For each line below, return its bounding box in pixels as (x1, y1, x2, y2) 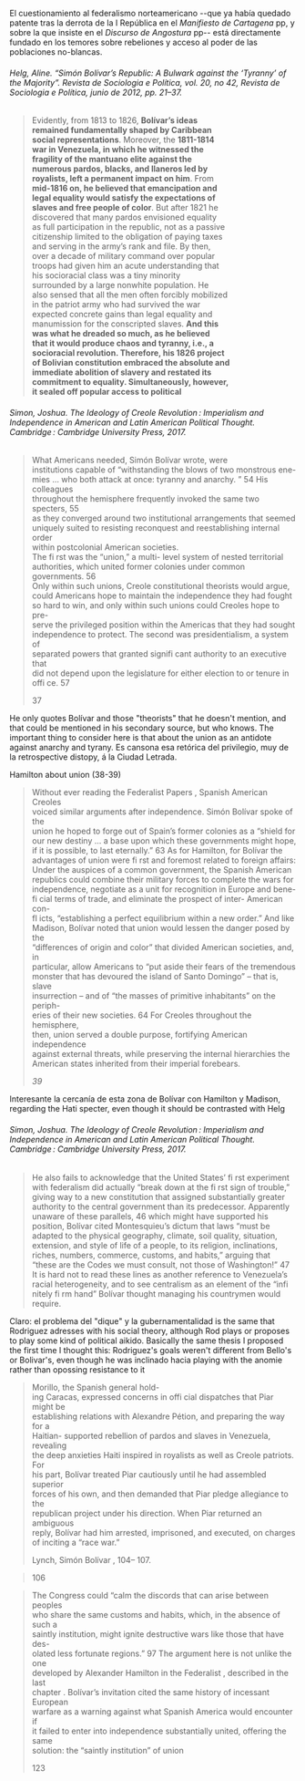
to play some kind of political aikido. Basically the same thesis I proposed (9, 1335, 284, 1346)
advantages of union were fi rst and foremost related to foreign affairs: (31, 854, 296, 865)
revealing (31, 1440, 67, 1451)
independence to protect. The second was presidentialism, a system (31, 629, 290, 640)
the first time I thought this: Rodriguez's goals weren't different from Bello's (9, 1344, 292, 1355)
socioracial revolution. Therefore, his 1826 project (31, 347, 225, 358)
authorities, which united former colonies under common (31, 561, 246, 573)
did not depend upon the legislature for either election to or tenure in (31, 668, 290, 678)
